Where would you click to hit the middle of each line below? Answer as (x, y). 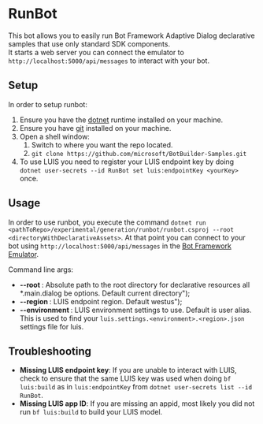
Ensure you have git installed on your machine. (95, 128)
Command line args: (41, 270)
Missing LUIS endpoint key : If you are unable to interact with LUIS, (128, 370)
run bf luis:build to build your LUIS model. (91, 412)
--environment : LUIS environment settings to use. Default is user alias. (135, 310)
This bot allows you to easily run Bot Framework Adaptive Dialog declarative (131, 35)
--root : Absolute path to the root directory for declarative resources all (135, 285)
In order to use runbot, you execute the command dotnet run (107, 222)
